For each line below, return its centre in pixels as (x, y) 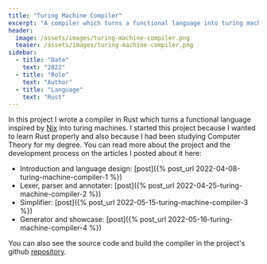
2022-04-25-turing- (209, 186)
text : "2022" (44, 68)
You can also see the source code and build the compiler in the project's (127, 243)
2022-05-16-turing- (200, 219)
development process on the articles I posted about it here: (105, 153)
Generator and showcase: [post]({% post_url (93, 219)
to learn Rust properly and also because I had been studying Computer (124, 137)
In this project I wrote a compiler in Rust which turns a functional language (130, 119)
